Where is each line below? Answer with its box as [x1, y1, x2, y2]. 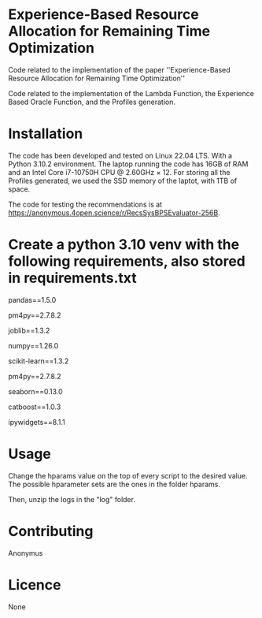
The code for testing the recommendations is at [8, 199, 163, 209]
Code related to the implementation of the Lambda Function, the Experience [8, 88, 254, 98]
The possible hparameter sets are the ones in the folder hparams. [8, 479, 220, 489]
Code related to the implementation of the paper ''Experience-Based [8, 65, 231, 74]
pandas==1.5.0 [8, 295, 57, 304]
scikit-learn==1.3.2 [8, 356, 69, 366]
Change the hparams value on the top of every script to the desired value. [8, 471, 248, 480]
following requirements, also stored [8, 252, 246, 270]
